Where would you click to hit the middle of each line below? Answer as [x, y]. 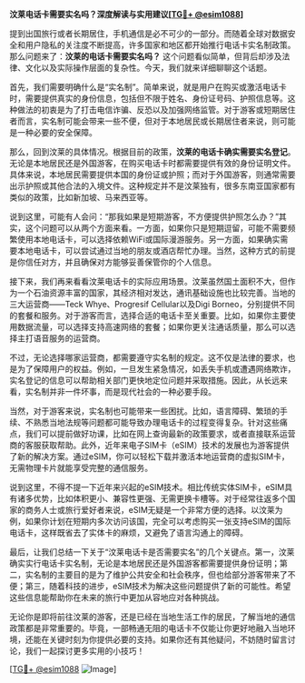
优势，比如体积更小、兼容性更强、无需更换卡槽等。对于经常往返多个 [160, 498]
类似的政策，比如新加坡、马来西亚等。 [81, 197]
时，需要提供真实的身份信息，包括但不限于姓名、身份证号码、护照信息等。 [148, 98]
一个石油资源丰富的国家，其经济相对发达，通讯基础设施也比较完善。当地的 [156, 293]
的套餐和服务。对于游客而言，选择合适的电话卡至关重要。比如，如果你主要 [148, 316]
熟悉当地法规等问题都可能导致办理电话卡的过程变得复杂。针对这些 [156, 422]
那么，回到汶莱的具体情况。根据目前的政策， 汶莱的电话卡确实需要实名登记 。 [152, 152]
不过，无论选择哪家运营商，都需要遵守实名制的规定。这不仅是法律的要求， [148, 357]
